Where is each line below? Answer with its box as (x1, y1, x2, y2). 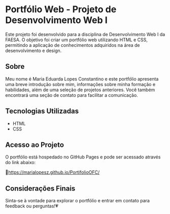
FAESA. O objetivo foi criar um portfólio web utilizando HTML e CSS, (5, 37, 148, 43)
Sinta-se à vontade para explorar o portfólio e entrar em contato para (5, 198, 150, 204)
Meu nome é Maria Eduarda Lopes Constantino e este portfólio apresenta (5, 75, 159, 82)
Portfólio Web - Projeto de (5, 4, 117, 15)
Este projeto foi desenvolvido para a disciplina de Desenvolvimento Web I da (5, 31, 165, 37)
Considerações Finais (5, 184, 76, 193)
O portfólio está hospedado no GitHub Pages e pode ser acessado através (5, 154, 161, 160)
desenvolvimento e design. (5, 47, 62, 53)
